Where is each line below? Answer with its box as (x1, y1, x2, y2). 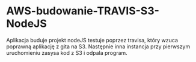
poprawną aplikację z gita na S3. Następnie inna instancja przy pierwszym (6, 43, 191, 50)
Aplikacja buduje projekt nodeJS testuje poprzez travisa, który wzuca (6, 36, 179, 44)
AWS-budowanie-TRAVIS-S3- (6, 4, 159, 18)
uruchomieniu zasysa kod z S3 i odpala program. (6, 49, 127, 56)
